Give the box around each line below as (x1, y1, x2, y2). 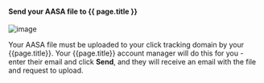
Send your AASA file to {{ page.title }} (8, 6, 138, 16)
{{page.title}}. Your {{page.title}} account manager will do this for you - (8, 48, 244, 58)
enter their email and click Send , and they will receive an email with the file (8, 57, 256, 67)
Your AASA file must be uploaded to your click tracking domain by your (8, 40, 245, 50)
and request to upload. (8, 65, 84, 76)
